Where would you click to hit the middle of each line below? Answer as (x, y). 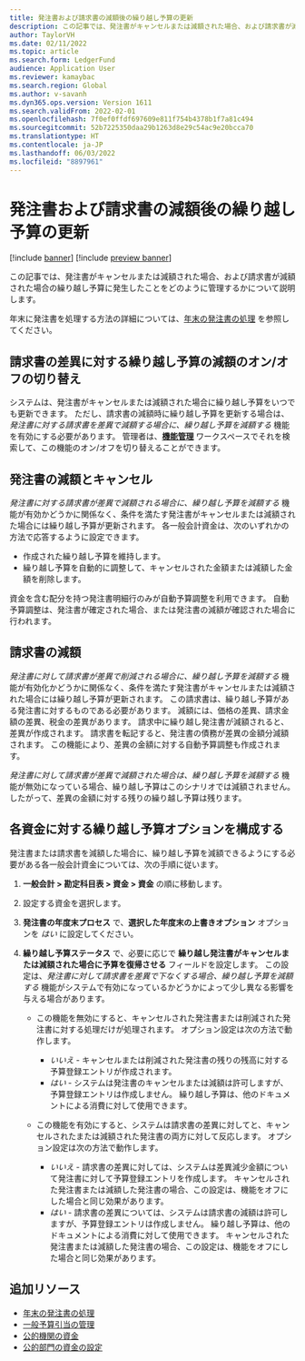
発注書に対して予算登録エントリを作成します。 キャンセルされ (174, 1178)
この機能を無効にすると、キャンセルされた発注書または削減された (159, 1018)
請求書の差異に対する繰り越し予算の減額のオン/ (143, 362)
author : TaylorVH (42, 35)
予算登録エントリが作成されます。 (113, 1071)
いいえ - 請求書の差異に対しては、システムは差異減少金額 (157, 1166)
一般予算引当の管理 (59, 1324)
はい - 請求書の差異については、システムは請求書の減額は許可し (169, 1212)
